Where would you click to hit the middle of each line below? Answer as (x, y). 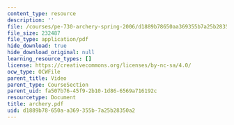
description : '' (31, 20)
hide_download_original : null (51, 53)
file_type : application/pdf (48, 40)
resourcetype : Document (42, 98)
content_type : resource (42, 14)
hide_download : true (37, 46)
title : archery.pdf (36, 104)
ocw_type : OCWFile (34, 72)
